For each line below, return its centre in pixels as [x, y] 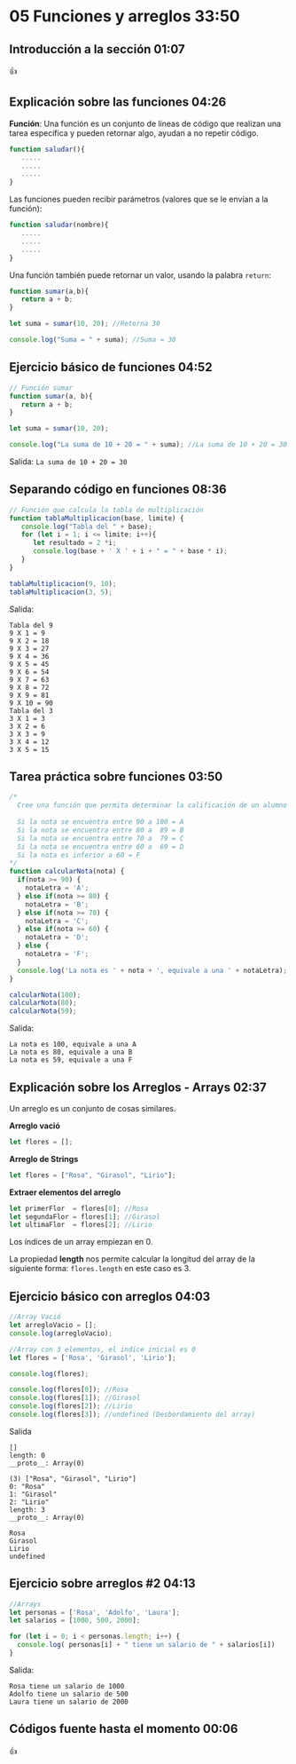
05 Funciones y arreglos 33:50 [125, 16]
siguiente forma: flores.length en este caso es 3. [100, 1269]
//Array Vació [35, 1317]
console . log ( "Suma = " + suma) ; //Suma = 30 [93, 340]
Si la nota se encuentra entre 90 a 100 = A [101, 822]
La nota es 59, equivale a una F [71, 1060]
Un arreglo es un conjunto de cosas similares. [93, 1108]
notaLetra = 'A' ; [57, 888]
